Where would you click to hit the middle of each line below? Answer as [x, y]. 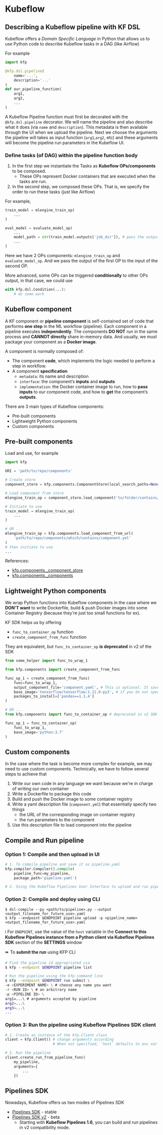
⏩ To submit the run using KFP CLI [41, 952]
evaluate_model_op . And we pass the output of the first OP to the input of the [81, 261]
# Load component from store [34, 493]
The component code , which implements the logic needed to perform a [83, 361]
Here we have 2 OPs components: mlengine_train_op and [63, 256]
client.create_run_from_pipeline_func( [45, 1057]
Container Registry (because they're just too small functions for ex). [73, 613]
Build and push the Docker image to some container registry [72, 799]
